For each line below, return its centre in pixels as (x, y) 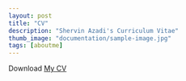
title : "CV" (28, 23)
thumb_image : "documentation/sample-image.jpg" (90, 38)
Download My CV (38, 68)
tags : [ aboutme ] (36, 46)
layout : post (30, 16)
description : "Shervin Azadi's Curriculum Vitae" (94, 30)
